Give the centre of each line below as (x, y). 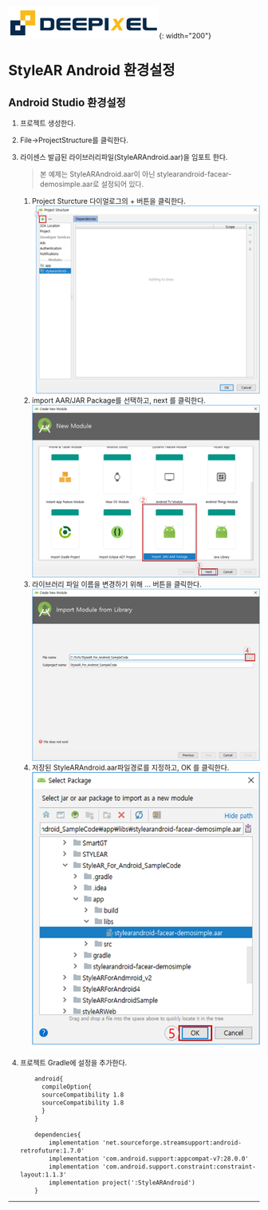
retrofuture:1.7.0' (52, 1150)
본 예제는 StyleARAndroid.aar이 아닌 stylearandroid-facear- (136, 174)
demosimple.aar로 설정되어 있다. (92, 184)
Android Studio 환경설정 (67, 102)
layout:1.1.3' (43, 1174)
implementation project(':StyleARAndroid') (122, 1182)
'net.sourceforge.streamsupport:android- (172, 1142)
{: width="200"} (185, 36)
